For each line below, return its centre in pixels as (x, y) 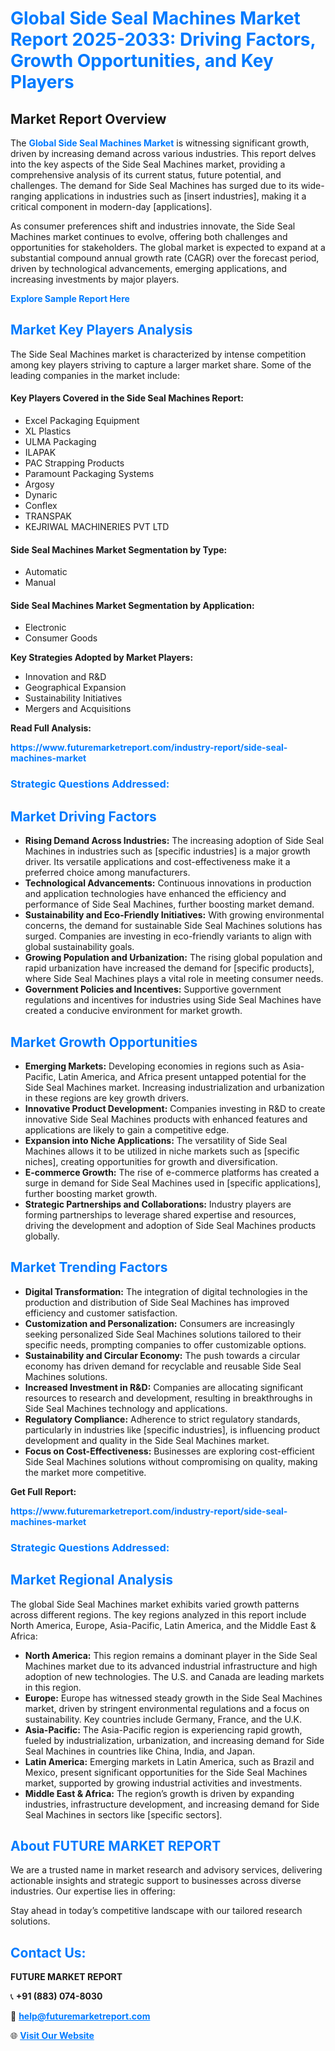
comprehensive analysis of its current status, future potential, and (146, 175)
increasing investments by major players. (95, 279)
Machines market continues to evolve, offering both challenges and (149, 236)
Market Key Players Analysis (101, 330)
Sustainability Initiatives (73, 698)
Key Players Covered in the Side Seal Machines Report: (127, 398)
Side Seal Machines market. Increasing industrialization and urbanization (174, 1087)
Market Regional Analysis (92, 1580)
